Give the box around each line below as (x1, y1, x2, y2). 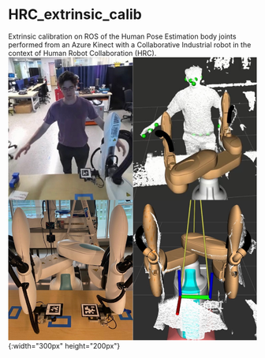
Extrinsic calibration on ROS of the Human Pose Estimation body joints (8, 32, 237, 41)
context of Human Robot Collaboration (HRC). (8, 48, 157, 58)
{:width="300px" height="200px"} (8, 341, 121, 350)
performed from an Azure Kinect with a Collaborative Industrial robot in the (8, 39, 252, 49)
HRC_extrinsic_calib (8, 6, 142, 24)
